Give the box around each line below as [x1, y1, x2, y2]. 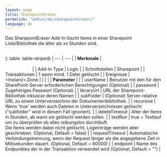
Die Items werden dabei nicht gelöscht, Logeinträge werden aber [5, 125, 139, 131]
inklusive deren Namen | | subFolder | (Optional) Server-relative [26, 93, 157, 99]
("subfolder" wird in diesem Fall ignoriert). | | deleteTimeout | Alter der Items [5, 109, 162, 115]
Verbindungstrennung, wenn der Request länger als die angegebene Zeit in [5, 135, 160, 141]
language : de [5, 21, 32, 27]
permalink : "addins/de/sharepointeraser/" [5, 17, 95, 22]
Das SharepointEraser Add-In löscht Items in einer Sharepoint [5, 35, 132, 41]
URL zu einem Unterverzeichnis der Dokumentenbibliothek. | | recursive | [5, 98, 156, 104]
